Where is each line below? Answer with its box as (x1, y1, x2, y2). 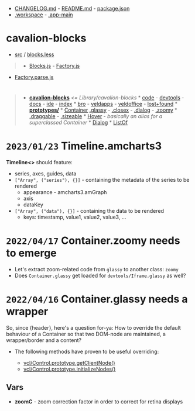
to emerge (6, 247, 57, 260)
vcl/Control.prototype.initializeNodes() (23, 365, 116, 372)
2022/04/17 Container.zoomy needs (6, 234, 180, 247)
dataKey (23, 201, 44, 208)
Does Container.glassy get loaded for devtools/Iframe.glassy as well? (14, 272, 186, 279)
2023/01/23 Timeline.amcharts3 (6, 140, 162, 153)
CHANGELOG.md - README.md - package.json (14, 5, 130, 12)
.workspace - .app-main (14, 11, 73, 18)
